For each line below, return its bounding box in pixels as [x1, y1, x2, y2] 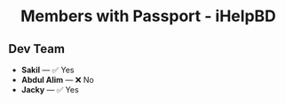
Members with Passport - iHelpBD [20, 6, 277, 26]
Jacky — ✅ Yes [20, 85, 79, 94]
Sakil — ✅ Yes [20, 64, 75, 75]
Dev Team [8, 41, 66, 56]
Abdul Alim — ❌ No [20, 75, 94, 85]
